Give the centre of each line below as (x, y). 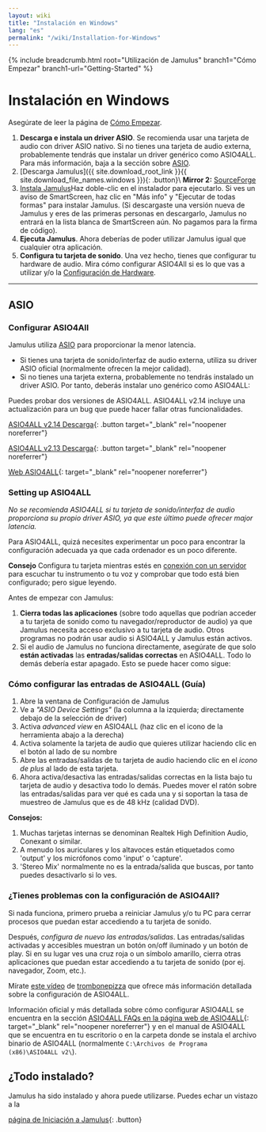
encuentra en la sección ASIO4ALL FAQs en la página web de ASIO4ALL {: (129, 1018)
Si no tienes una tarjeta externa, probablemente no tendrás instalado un (137, 376)
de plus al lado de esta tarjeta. (69, 768)
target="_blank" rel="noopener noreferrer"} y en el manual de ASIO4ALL (127, 1026)
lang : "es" (26, 30)
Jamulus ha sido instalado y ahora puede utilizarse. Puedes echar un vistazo (133, 1096)
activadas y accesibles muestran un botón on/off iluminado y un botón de (128, 945)
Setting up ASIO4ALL (50, 492)
